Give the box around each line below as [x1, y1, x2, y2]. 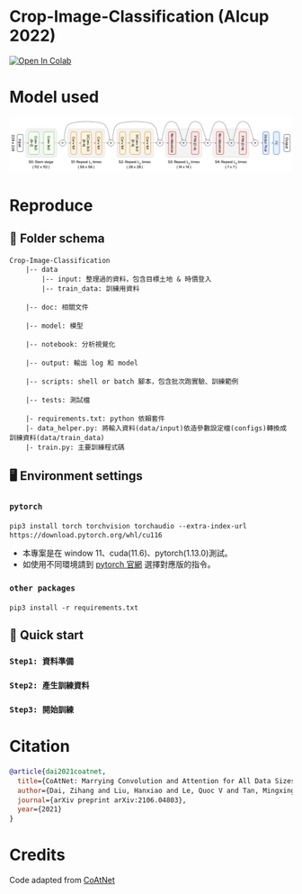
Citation [9, 736, 70, 757]
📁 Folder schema [9, 231, 105, 247]
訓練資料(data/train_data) [9, 433, 105, 442]
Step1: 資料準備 [9, 656, 75, 667]
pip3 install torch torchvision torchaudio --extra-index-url [9, 521, 247, 530]
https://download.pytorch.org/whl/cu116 [9, 530, 164, 539]
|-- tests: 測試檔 [25, 395, 91, 404]
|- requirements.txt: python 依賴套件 [25, 414, 165, 423]
